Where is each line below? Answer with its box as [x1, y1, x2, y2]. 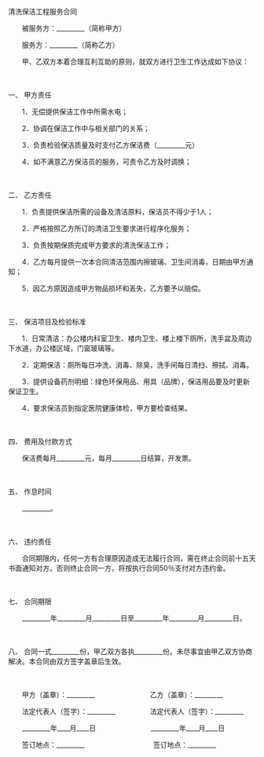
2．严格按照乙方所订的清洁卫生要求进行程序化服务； [21, 224, 192, 233]
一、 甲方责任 [8, 90, 52, 100]
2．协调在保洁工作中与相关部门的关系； [21, 124, 151, 133]
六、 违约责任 [8, 537, 52, 546]
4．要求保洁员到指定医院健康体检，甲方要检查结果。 [21, 404, 192, 412]
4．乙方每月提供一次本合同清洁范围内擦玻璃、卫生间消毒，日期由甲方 [21, 258, 247, 266]
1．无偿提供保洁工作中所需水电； [21, 107, 128, 116]
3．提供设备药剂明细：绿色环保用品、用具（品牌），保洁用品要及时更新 [21, 377, 250, 386]
